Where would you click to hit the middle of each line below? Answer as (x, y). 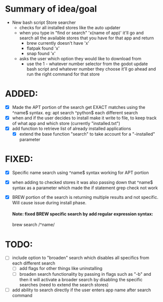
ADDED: (21, 94)
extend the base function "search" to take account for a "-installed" (87, 134)
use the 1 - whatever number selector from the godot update (87, 64)
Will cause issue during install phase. (49, 203)
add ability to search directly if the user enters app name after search (81, 290)
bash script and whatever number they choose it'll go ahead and (91, 69)
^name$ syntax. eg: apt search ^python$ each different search (75, 112)
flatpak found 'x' (43, 48)
